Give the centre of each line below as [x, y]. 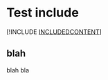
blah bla [18, 70]
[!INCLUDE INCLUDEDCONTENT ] [54, 32]
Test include [43, 13]
